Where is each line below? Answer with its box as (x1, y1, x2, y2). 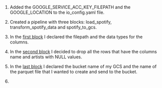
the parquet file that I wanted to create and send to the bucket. (9, 69, 137, 75)
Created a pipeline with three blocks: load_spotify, (9, 19, 112, 25)
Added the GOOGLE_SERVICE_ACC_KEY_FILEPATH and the (9, 4, 131, 10)
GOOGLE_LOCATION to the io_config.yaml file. (9, 9, 105, 15)
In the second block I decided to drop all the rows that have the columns (9, 49, 157, 54)
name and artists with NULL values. (9, 54, 82, 60)
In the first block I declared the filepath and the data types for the (9, 34, 143, 40)
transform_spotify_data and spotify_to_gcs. (9, 24, 97, 30)
